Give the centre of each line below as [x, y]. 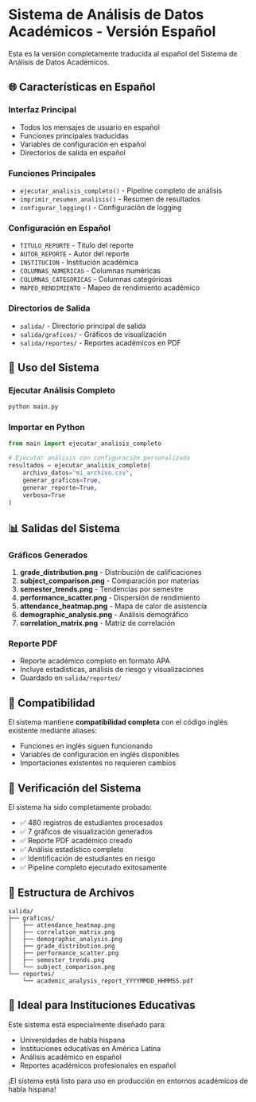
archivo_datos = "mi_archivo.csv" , [78, 473]
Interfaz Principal [43, 110]
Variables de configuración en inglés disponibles [99, 755]
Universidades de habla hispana [72, 1040]
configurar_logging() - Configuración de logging [101, 207]
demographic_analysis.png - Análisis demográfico [104, 615]
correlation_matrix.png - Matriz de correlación [97, 623]
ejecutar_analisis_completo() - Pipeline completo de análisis [121, 190]
